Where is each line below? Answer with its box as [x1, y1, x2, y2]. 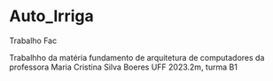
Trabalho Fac [9, 35, 58, 46]
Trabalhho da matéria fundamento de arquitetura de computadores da [9, 52, 265, 63]
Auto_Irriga [9, 6, 95, 26]
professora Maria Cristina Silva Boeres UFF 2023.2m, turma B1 [9, 62, 238, 72]
